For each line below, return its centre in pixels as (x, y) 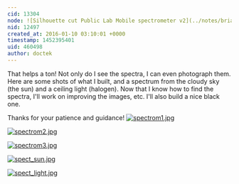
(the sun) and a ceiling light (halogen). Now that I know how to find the (111, 89)
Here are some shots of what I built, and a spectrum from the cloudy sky (113, 81)
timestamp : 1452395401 (41, 40)
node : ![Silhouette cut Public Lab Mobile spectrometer (92, 21)
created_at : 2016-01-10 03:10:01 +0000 (67, 34)
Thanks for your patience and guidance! (66, 117)
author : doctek (30, 54)
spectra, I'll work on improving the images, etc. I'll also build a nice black (114, 96)
